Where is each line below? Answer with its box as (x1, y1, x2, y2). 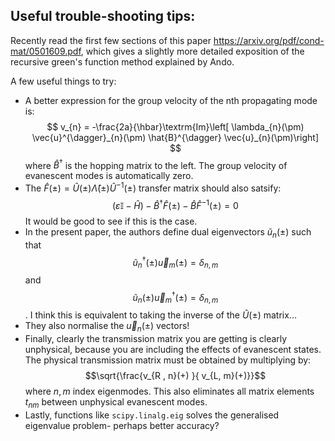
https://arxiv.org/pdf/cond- (213, 34, 325, 46)
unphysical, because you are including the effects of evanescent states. (24, 344, 322, 356)
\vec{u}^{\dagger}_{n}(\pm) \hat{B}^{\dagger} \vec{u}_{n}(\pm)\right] (31, 131, 320, 143)
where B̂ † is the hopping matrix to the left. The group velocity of (24, 157, 288, 171)
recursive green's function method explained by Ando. (10, 55, 235, 68)
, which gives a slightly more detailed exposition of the (80, 45, 305, 57)
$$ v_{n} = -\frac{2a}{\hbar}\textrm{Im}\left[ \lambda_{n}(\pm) (46, 120, 305, 133)
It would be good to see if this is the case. (24, 215, 198, 227)
